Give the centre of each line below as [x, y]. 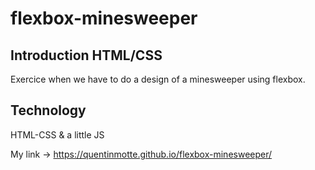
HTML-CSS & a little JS [57, 134]
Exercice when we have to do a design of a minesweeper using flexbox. [158, 79]
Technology [48, 110]
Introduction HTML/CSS [86, 55]
